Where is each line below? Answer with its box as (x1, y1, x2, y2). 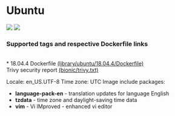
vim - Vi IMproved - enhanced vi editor (15, 103, 113, 110)
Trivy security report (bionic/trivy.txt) (6, 66, 99, 73)
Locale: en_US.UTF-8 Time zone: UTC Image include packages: (6, 78, 165, 86)
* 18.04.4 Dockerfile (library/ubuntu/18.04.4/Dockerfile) (6, 60, 144, 67)
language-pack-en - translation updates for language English (15, 90, 170, 97)
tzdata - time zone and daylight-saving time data (15, 97, 137, 104)
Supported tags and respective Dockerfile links (6, 39, 148, 48)
